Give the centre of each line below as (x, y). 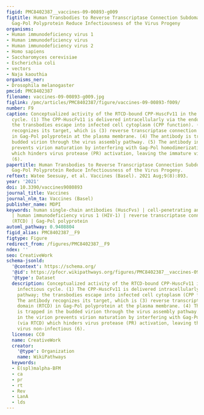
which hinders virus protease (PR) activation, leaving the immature (101, 153)
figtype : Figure (27, 238)
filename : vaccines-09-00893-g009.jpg (55, 97)
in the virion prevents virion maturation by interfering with (99, 318)
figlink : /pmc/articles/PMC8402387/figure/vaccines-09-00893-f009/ (93, 102)
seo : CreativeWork (29, 255)
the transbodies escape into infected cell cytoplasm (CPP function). (103, 125)
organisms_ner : (25, 80)
